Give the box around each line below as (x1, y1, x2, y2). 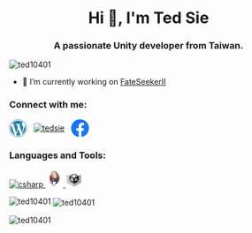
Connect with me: (9, 99, 88, 111)
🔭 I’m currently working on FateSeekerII (21, 77, 166, 87)
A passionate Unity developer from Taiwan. (53, 40, 244, 52)
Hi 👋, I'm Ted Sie (88, 8, 210, 28)
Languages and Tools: (9, 149, 106, 162)
